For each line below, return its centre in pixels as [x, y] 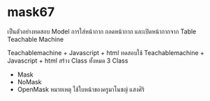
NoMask [29, 81]
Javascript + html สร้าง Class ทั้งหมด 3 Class [68, 61]
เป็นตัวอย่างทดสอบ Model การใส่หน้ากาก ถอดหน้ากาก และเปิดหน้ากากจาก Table [102, 31]
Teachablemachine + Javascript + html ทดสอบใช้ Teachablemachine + [106, 52]
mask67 [31, 12]
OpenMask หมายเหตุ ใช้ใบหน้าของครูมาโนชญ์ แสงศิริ [81, 89]
